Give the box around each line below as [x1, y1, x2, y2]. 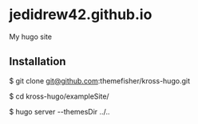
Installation [9, 55, 66, 68]
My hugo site [9, 32, 53, 41]
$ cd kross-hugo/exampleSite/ [9, 91, 110, 101]
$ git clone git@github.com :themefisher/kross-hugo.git [9, 76, 191, 85]
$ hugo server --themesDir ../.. [9, 107, 110, 116]
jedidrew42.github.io [9, 6, 152, 24]
